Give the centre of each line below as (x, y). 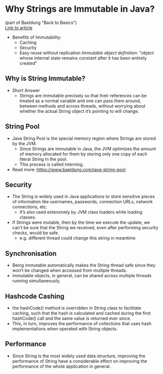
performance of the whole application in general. (61, 366)
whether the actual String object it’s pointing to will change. (79, 111)
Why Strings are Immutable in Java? (80, 9)
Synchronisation (31, 253)
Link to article (19, 27)
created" (28, 63)
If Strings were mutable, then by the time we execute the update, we (81, 222)
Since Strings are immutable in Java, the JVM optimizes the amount (88, 149)
